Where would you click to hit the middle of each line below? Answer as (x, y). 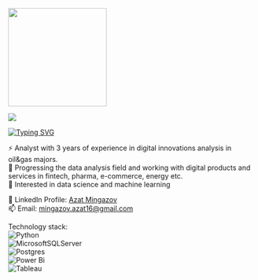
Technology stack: (38, 227)
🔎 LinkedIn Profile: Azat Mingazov (63, 199)
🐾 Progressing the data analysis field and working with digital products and (129, 168)
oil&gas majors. (33, 159)
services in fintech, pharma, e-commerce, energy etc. (96, 176)
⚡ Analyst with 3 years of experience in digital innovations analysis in (120, 148)
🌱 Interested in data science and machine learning (89, 184)
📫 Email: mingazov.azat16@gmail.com (71, 208)
